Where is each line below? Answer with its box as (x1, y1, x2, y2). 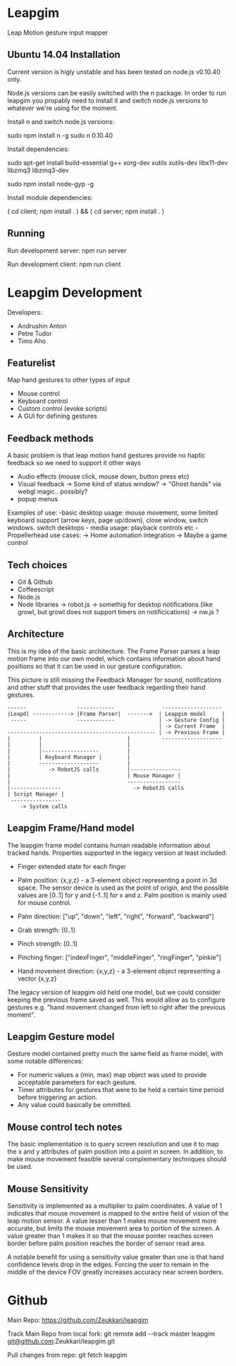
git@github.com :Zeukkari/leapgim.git (7, 1336, 115, 1346)
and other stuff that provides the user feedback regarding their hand (7, 683, 206, 691)
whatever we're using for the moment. (7, 104, 118, 112)
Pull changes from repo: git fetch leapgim (7, 1350, 128, 1359)
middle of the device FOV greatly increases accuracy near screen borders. (7, 1268, 224, 1276)
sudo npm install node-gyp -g (7, 179, 94, 188)
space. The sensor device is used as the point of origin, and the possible (17, 883, 229, 892)
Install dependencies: (7, 145, 70, 153)
